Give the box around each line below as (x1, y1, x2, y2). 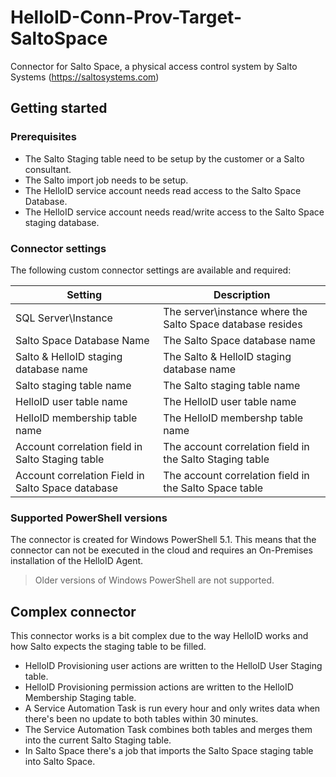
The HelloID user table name (163, 394, 297, 408)
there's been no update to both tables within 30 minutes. (24, 713, 259, 725)
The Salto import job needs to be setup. (24, 174, 189, 186)
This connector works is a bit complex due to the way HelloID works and (10, 630, 309, 642)
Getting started (10, 100, 108, 117)
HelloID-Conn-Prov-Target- (10, 6, 243, 29)
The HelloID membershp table (163, 411, 304, 425)
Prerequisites (10, 130, 77, 144)
